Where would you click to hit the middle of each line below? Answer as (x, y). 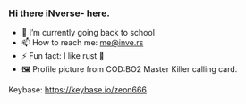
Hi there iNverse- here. (59, 13)
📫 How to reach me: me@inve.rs (82, 43)
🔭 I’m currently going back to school (88, 33)
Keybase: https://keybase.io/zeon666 (77, 90)
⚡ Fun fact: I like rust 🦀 (63, 56)
